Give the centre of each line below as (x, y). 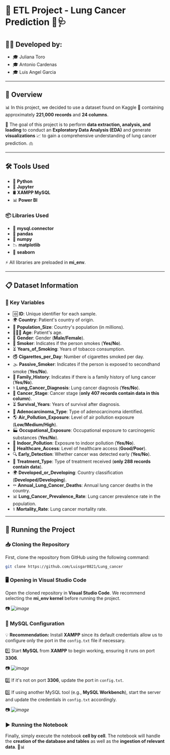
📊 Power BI (25, 200)
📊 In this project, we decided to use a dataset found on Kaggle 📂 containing (84, 107)
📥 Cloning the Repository (37, 544)
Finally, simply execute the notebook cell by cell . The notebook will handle (83, 736)
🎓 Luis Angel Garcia (34, 72)
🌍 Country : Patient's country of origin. (53, 320)
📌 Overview (24, 95)
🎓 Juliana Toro (29, 57)
